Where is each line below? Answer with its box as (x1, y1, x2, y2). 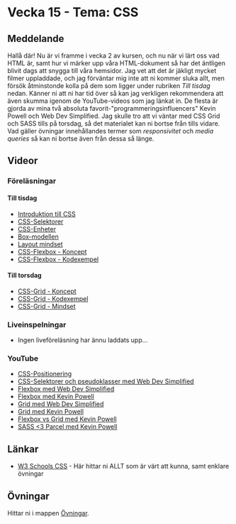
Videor (7, 155, 38, 167)
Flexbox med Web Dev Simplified (17, 385, 115, 393)
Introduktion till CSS (17, 209, 76, 218)
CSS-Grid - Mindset (17, 302, 76, 310)
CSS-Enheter (17, 224, 57, 233)
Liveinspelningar (7, 320, 67, 329)
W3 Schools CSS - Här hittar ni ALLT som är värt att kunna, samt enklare (17, 462, 230, 471)
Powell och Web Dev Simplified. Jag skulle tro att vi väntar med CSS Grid (7, 111, 220, 120)
